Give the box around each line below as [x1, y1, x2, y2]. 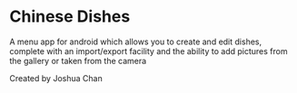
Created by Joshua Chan [9, 72, 103, 83]
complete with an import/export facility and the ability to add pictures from [9, 45, 288, 56]
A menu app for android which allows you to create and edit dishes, [9, 36, 262, 47]
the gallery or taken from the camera [9, 55, 147, 66]
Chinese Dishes [9, 6, 131, 27]
